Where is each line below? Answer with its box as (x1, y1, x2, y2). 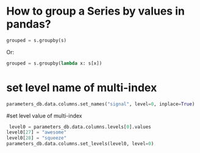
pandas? (6, 17, 51, 31)
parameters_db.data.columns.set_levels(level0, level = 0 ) (6, 141, 154, 147)
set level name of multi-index (6, 80, 157, 94)
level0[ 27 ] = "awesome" (6, 129, 67, 135)
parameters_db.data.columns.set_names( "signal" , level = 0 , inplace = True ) (6, 101, 195, 107)
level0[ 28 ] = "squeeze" (6, 135, 67, 141)
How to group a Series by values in (6, 4, 185, 18)
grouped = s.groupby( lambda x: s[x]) (6, 60, 102, 66)
